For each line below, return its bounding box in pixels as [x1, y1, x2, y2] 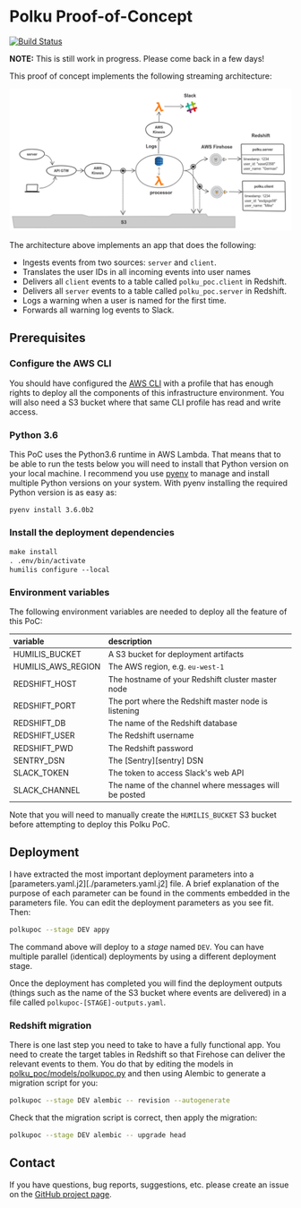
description [107, 636, 152, 647]
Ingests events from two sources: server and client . [21, 257, 217, 268]
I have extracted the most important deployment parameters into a [9, 869, 254, 879]
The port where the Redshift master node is [107, 696, 269, 707]
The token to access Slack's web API [107, 767, 245, 778]
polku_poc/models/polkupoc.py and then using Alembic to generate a [9, 1067, 266, 1078]
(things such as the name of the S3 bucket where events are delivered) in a [9, 987, 287, 998]
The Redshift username [107, 730, 194, 741]
